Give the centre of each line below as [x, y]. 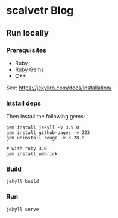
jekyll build [23, 182]
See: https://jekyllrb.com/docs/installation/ [59, 88]
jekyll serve [23, 209]
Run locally [28, 33]
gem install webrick [32, 154]
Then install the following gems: [46, 117]
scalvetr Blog [40, 11]
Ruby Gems [29, 69]
